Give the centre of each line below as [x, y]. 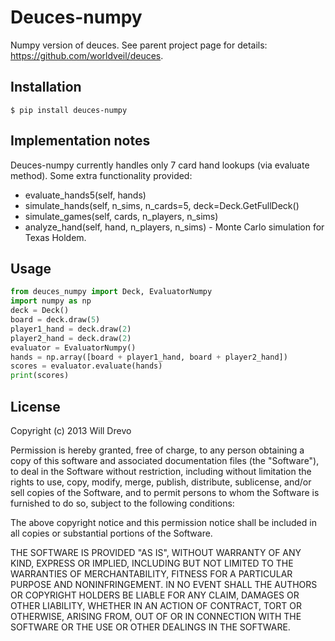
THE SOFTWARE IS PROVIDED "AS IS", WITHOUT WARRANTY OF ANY [156, 552]
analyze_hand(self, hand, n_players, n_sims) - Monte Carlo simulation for [174, 227]
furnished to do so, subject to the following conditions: [122, 503]
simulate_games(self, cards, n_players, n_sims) [121, 216]
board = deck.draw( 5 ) [55, 320]
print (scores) [40, 376]
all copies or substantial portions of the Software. [111, 533]
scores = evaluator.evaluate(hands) [86, 366]
